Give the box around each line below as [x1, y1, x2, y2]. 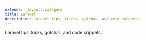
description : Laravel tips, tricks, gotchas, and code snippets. [5, 16, 142, 21]
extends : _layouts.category [5, 7, 63, 12]
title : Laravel [5, 12, 36, 17]
